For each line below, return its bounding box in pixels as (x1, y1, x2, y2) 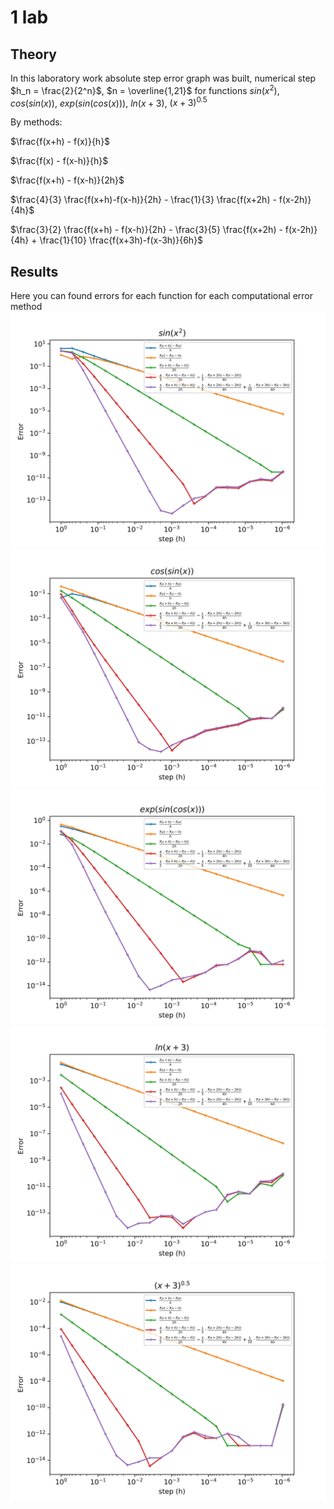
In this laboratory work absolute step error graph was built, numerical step (10, 72, 317, 84)
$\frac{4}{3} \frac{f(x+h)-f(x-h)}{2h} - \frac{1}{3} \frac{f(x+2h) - (10, 194, 277, 206)
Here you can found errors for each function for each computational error (10, 290, 314, 302)
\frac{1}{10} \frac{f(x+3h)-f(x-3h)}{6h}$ (39, 234, 204, 246)
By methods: (10, 116, 63, 128)
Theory (10, 46, 58, 63)
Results (10, 263, 59, 280)
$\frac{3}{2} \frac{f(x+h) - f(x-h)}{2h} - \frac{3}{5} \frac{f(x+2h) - (10, 224, 283, 236)
